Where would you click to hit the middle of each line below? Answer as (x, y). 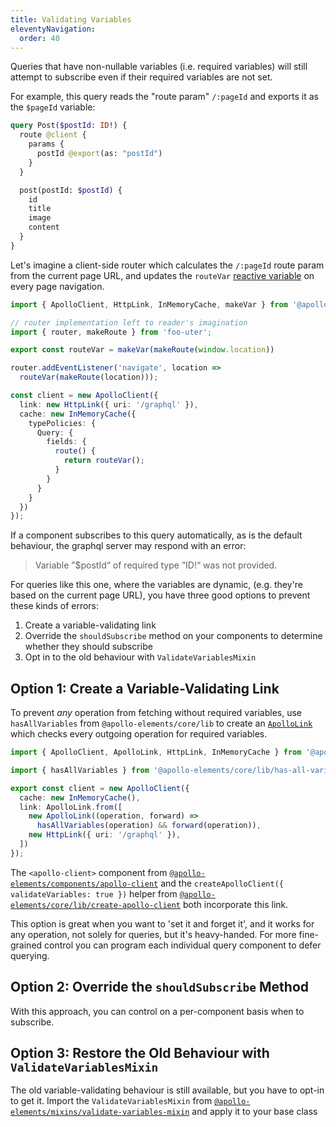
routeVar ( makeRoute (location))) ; (89, 377)
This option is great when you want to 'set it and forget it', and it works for (162, 923)
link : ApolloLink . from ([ (71, 807)
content (44, 227)
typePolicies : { (62, 423)
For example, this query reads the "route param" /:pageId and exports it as (164, 97)
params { (46, 144)
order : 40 (39, 38)
